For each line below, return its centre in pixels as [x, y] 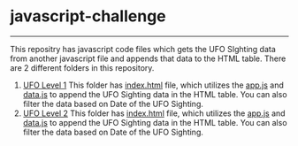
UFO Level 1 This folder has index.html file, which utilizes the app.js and [153, 85]
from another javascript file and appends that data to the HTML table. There [148, 58]
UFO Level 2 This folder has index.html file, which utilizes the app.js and [154, 113]
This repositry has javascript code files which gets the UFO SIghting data [143, 49]
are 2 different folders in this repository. [82, 67]
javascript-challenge [88, 16]
